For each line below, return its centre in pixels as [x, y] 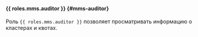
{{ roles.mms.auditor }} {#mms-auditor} [58, 8]
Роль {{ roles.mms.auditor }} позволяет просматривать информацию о [99, 21]
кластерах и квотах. [32, 28]
